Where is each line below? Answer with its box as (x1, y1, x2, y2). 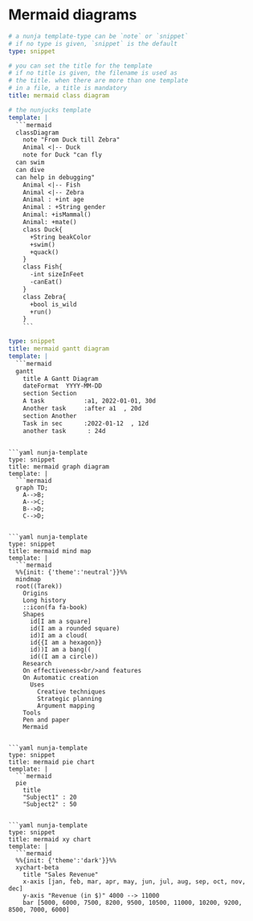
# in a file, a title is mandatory (8, 84, 128, 92)
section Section (22, 390, 78, 398)
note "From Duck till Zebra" (22, 136, 120, 144)
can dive (15, 166, 45, 174)
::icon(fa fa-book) (22, 603, 88, 612)
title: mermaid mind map (8, 546, 92, 555)
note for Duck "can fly (22, 151, 103, 159)
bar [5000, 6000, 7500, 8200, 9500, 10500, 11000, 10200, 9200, (22, 898, 243, 907)
